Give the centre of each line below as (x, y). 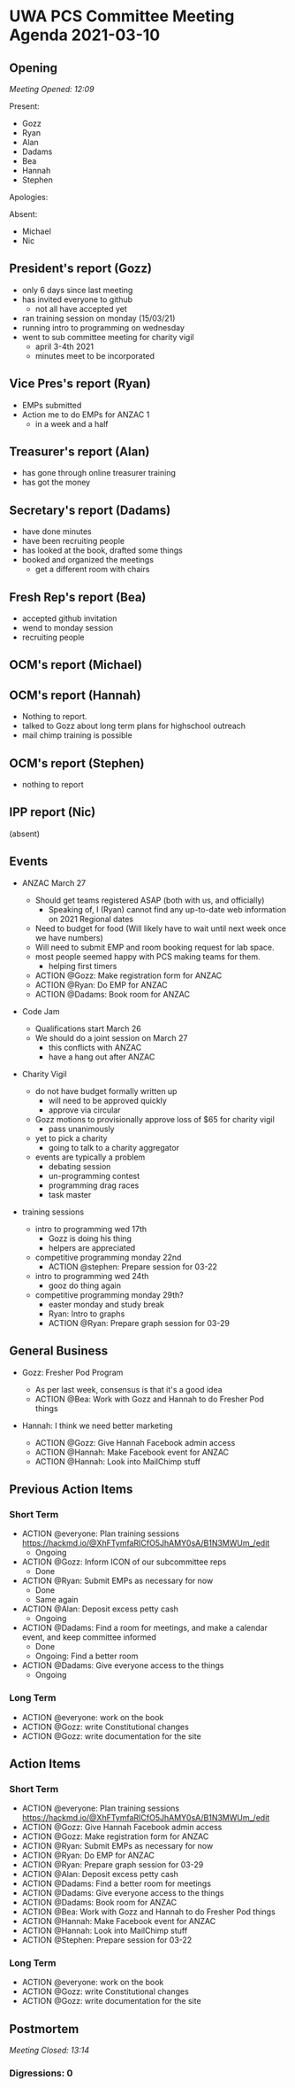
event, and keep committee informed (89, 1637)
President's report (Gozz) (81, 269)
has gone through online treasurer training (99, 473)
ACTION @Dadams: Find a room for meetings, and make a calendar (144, 1628)
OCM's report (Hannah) (75, 695)
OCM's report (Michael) (76, 665)
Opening (34, 68)
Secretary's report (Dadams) (90, 510)
